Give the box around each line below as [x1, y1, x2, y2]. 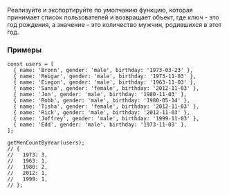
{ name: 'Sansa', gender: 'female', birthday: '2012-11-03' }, [13, 85, 199, 92]
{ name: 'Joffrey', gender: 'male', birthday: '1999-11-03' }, [13, 115, 199, 122]
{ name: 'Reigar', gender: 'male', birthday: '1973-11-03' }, [13, 73, 196, 80]
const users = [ [7, 61, 54, 68]
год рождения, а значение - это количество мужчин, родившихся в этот [7, 21, 222, 28]
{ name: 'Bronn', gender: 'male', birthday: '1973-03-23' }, [13, 67, 194, 74]
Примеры [7, 45, 42, 55]
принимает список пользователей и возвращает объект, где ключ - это [7, 13, 219, 21]
